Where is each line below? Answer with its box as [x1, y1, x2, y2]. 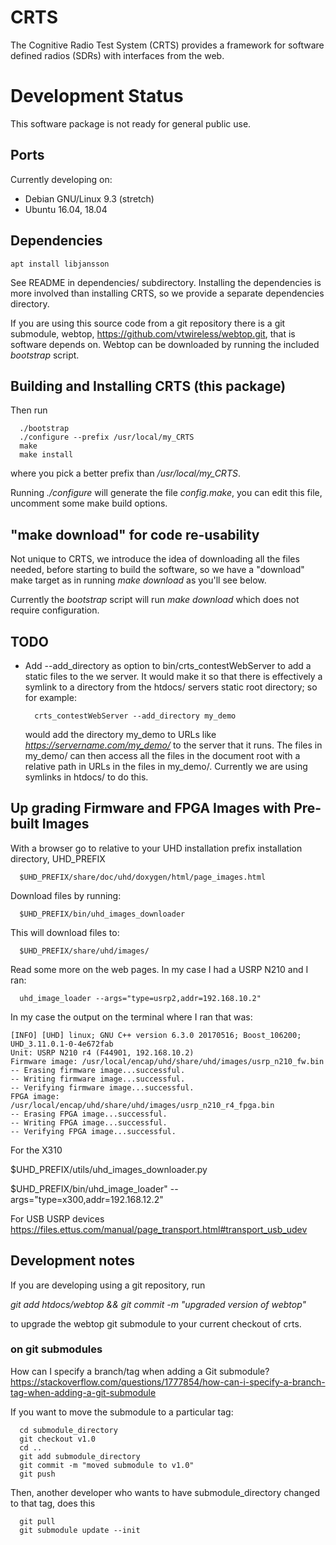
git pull [19, 1516, 56, 1526]
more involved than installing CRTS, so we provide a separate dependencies [10, 287, 325, 299]
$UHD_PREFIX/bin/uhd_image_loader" [10, 1182, 168, 1195]
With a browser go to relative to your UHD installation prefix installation [10, 842, 303, 854]
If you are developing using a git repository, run [10, 1279, 206, 1291]
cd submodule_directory [19, 1425, 118, 1435]
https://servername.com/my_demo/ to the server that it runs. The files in [24, 739, 323, 751]
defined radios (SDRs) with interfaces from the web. [10, 49, 225, 61]
